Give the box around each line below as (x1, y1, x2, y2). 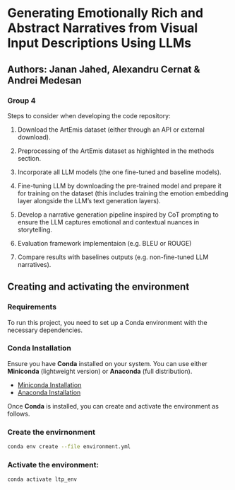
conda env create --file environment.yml (7, 443, 131, 450)
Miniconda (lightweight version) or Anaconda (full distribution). (7, 367, 193, 375)
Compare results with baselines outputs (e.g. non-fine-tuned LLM (17, 253, 209, 261)
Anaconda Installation (17, 388, 81, 397)
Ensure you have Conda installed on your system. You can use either (7, 359, 208, 367)
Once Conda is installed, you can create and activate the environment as (7, 401, 219, 410)
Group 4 (7, 96, 37, 106)
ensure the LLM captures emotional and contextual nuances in (17, 217, 200, 226)
